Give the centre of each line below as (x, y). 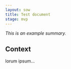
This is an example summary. (36, 33)
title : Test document (28, 14)
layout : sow (18, 10)
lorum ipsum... (20, 61)
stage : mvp (17, 19)
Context (18, 49)
